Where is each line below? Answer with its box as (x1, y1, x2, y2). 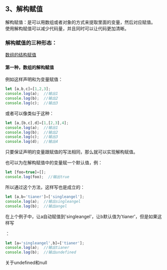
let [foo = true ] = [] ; (5, 170, 46, 175)
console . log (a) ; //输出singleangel (5, 199, 81, 204)
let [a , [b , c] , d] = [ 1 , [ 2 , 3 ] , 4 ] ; (5, 120, 69, 125)
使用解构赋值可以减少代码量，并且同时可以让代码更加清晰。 (5, 25, 129, 31)
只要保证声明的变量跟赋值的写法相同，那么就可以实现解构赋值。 (5, 149, 138, 155)
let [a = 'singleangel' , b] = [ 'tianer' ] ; (5, 240, 85, 246)
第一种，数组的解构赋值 (5, 64, 54, 70)
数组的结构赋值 (5, 52, 36, 58)
